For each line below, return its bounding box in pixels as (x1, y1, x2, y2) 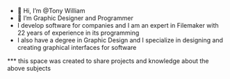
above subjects (7, 64, 51, 72)
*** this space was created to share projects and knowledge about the (7, 57, 209, 65)
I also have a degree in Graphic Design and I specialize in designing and (17, 36, 224, 44)
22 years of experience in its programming (17, 28, 140, 37)
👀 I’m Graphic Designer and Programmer (17, 14, 133, 22)
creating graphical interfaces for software (17, 44, 137, 51)
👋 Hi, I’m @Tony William (17, 7, 85, 15)
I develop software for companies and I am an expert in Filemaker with (17, 21, 219, 29)
